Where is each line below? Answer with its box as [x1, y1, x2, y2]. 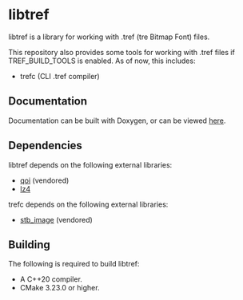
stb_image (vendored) [19, 215, 94, 224]
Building [8, 238, 50, 251]
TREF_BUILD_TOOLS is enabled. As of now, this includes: [8, 56, 196, 65]
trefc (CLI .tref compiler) [19, 71, 100, 81]
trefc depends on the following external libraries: [8, 199, 169, 209]
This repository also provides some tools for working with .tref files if [8, 47, 236, 57]
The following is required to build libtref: [8, 259, 140, 269]
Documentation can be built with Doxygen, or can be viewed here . [8, 116, 226, 125]
